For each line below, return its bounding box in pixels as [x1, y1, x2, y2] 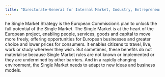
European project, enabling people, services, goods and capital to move [5, 31, 151, 37]
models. [5, 67, 22, 73]
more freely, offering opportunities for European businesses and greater [5, 36, 151, 42]
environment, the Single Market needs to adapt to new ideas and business [5, 62, 156, 68]
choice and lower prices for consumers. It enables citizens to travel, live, [5, 41, 152, 47]
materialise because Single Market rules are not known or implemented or [5, 52, 155, 58]
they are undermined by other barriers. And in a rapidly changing [5, 57, 137, 62]
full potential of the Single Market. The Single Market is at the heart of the [5, 25, 154, 32]
